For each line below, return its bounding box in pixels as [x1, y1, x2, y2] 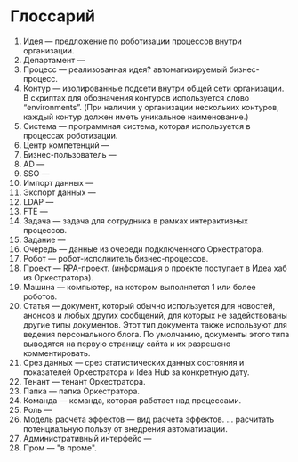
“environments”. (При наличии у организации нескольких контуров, [22, 101, 279, 112]
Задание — [22, 234, 66, 245]
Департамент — [22, 54, 85, 65]
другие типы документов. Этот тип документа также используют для [22, 319, 288, 330]
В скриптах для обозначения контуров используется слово [22, 92, 250, 103]
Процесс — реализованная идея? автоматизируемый [22, 64, 228, 75]
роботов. [22, 291, 58, 302]
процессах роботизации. [22, 130, 118, 141]
